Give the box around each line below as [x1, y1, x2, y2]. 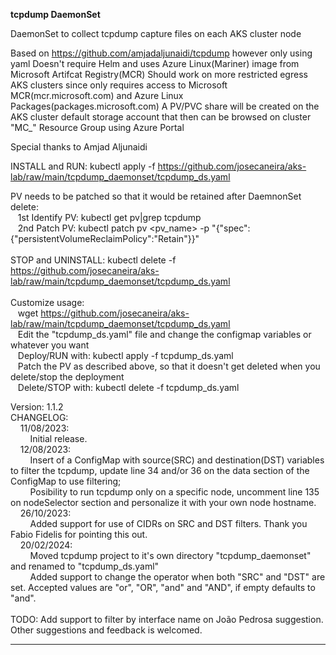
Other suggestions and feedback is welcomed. [10, 624, 203, 636]
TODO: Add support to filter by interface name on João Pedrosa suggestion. [10, 614, 324, 625]
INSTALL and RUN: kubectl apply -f [10, 160, 156, 172]
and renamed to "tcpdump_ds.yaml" [10, 560, 160, 572]
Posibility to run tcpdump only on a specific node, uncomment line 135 [29, 486, 320, 498]
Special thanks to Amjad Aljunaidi [10, 141, 148, 153]
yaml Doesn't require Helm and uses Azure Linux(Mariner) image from [10, 58, 300, 69]
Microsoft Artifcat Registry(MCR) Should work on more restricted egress [10, 69, 308, 80]
